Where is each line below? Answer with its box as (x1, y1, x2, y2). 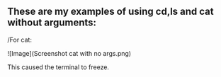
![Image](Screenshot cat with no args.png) (7, 49, 132, 57)
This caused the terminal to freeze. (7, 63, 110, 71)
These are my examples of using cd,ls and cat (7, 6, 214, 18)
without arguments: (7, 17, 97, 29)
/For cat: (7, 35, 32, 44)
